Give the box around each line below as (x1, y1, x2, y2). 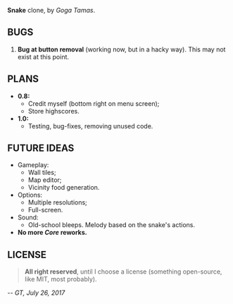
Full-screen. (27, 206, 63, 214)
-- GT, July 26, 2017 (7, 288, 65, 297)
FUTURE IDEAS (7, 142, 75, 154)
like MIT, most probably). (24, 275, 97, 284)
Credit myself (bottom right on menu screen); (27, 99, 160, 108)
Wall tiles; (27, 169, 56, 177)
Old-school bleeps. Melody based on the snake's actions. (27, 221, 196, 229)
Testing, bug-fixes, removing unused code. (27, 121, 153, 130)
